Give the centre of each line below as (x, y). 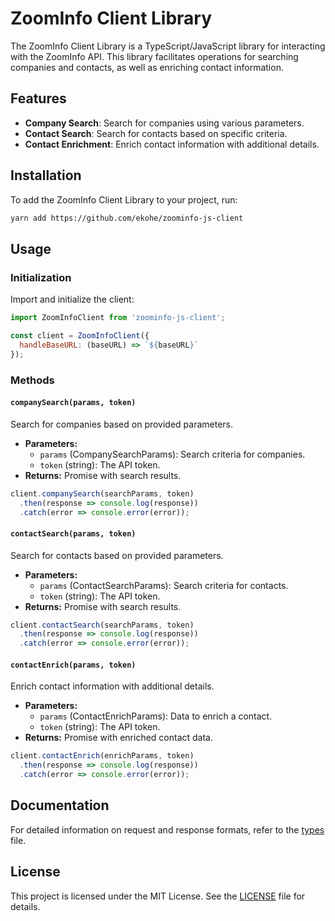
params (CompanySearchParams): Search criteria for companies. (172, 454)
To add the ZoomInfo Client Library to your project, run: (124, 199)
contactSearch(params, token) (73, 533)
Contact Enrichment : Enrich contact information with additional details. (172, 144)
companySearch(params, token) (73, 403)
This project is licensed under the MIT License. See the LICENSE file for (158, 896)
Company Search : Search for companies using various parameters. (164, 123)
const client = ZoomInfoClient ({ (80, 336)
